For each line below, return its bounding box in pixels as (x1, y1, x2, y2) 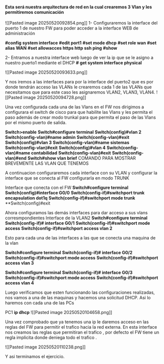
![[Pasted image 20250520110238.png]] (5, 344, 86, 350)
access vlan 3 (5, 260, 34, 266)
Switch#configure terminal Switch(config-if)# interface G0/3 (5, 270, 133, 276)
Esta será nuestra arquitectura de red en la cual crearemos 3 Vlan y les (5, 4, 152, 10)
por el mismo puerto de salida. (5, 120, 67, 126)
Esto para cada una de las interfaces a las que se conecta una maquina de (5, 235, 156, 241)
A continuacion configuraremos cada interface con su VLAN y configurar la (5, 170, 158, 176)
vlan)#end (5, 155, 27, 161)
